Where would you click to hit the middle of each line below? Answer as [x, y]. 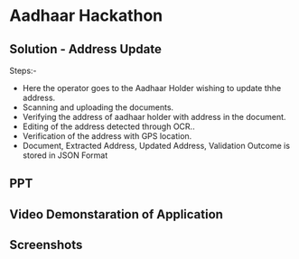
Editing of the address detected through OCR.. [109, 126]
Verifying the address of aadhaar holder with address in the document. [154, 117]
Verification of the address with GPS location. [107, 136]
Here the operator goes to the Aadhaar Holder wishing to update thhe [152, 88]
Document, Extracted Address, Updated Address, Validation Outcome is [156, 146]
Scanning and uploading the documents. [98, 107]
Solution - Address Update [86, 49]
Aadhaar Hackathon [86, 16]
